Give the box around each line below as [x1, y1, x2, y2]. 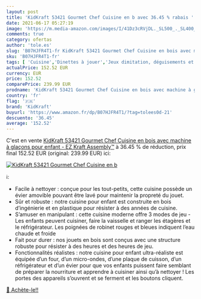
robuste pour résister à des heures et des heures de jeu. [14, 243, 154, 250]
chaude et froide [14, 230, 56, 237]
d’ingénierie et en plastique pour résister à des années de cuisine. [14, 205, 178, 212]
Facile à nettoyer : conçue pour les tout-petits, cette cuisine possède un [14, 186, 193, 193]
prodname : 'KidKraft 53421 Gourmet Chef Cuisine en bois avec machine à [6, 87, 191, 93]
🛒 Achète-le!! [6, 286, 39, 294]
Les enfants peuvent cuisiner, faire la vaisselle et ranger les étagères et [14, 217, 191, 225]
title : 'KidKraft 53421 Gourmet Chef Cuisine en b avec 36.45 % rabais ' [6, 14, 194, 20]
